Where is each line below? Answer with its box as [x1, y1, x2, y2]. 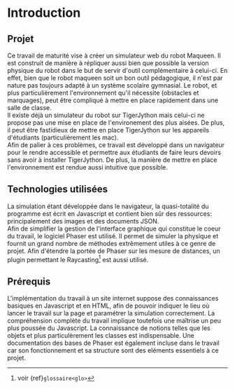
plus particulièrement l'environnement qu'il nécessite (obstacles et [7, 89, 199, 97]
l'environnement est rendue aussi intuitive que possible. [7, 163, 168, 171]
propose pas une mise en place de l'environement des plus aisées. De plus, [7, 118, 225, 127]
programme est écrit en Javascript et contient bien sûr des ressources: [7, 209, 212, 218]
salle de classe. [7, 104, 52, 111]
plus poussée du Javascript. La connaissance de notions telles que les [7, 324, 211, 332]
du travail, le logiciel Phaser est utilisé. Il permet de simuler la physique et [7, 231, 219, 240]
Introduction [7, 5, 81, 21]
